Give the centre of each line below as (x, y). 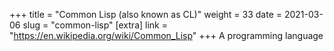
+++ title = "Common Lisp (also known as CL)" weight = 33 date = (145, 14)
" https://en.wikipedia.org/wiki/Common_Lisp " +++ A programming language (166, 35)
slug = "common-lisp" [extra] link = (95, 25)
